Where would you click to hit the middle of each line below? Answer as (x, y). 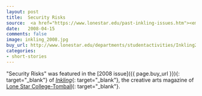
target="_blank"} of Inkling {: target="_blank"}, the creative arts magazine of (100, 80)
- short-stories (26, 56)
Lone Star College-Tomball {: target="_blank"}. (63, 86)
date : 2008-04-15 (31, 28)
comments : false (26, 34)
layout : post (23, 12)
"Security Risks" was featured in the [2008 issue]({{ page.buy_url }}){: (93, 73)
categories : (21, 51)
